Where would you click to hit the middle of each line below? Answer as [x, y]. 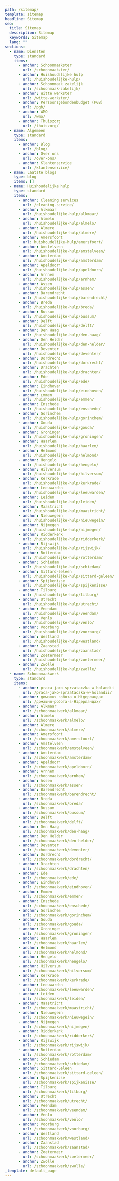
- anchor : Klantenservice [45, 163]
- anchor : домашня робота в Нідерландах [60, 697]
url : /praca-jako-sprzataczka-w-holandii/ [67, 692]
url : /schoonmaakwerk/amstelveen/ [59, 748]
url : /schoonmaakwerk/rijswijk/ [57, 1045]
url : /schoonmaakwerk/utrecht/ [55, 1101]
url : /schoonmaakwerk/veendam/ [55, 1110]
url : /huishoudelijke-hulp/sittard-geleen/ [68, 576]
